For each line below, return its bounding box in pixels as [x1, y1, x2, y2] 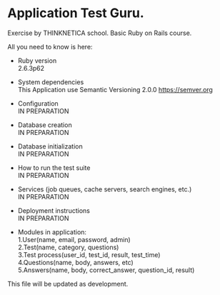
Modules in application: [17, 227, 87, 236]
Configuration [17, 99, 59, 108]
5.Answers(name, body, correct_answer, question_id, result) [17, 266, 195, 274]
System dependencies [17, 77, 84, 86]
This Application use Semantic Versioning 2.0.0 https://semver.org [17, 85, 213, 94]
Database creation [17, 120, 73, 129]
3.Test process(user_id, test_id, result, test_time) [17, 250, 161, 259]
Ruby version [17, 56, 57, 65]
